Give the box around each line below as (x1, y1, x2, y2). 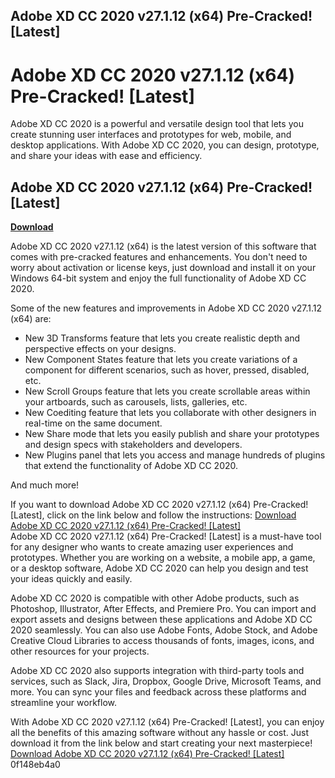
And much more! (10, 479, 80, 491)
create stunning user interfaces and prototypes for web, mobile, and (10, 129, 292, 141)
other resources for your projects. (10, 645, 150, 658)
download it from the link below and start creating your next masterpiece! (10, 737, 313, 749)
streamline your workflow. (10, 697, 118, 709)
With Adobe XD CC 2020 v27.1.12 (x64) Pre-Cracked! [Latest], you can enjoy (10, 716, 325, 728)
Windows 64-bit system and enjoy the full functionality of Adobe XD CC (10, 272, 307, 284)
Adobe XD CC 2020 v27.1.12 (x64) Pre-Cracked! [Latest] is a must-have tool (10, 530, 322, 543)
